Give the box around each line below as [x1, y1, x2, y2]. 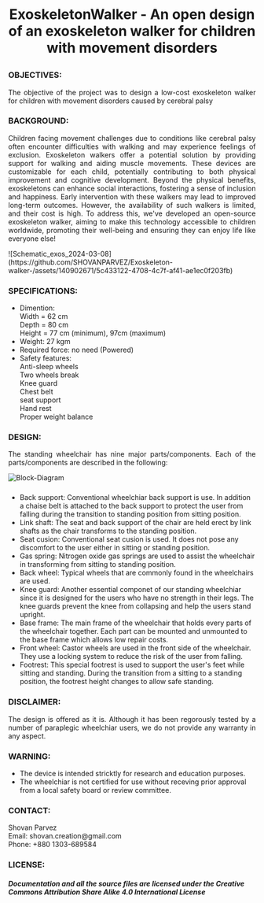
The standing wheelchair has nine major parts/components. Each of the [8, 450, 256, 459]
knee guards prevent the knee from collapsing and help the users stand [19, 601, 251, 611]
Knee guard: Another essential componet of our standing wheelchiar [19, 585, 242, 594]
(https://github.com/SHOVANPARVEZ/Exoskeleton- [8, 257, 174, 267]
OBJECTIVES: [8, 69, 62, 80]
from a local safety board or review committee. [19, 785, 171, 794]
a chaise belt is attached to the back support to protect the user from [19, 501, 244, 511]
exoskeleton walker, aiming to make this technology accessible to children [8, 216, 256, 226]
